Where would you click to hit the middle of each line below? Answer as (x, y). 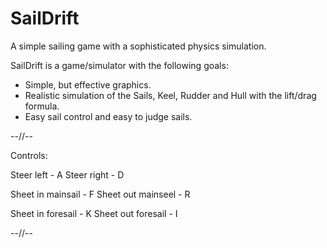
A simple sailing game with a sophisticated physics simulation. (138, 46)
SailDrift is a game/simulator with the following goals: (119, 65)
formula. (42, 106)
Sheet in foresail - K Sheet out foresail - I (94, 213)
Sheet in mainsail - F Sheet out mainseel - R (100, 194)
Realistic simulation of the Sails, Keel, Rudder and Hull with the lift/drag (170, 95)
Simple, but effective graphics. (88, 84)
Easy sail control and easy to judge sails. (108, 116)
